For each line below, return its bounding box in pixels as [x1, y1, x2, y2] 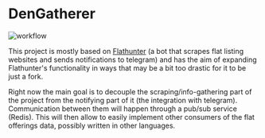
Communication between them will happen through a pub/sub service [8, 104, 237, 113]
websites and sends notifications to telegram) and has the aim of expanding [8, 55, 257, 64]
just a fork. [8, 71, 44, 81]
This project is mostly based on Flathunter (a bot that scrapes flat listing [8, 46, 244, 56]
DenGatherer [8, 5, 95, 23]
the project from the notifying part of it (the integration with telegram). [8, 95, 238, 105]
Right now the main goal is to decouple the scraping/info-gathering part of [8, 86, 252, 96]
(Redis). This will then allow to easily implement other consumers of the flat [8, 112, 255, 121]
